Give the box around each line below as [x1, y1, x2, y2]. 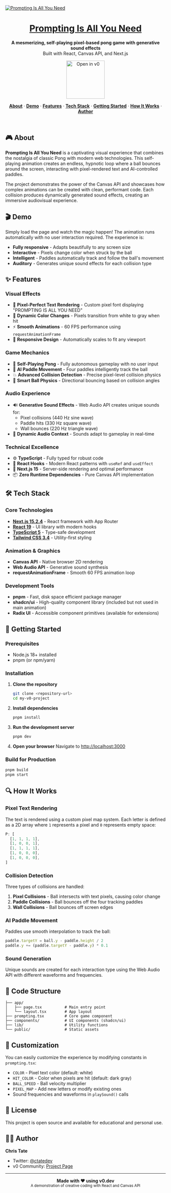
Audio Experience [5, 390, 51, 397]
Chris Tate [5, 1148, 28, 1154]
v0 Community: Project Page [12, 1163, 73, 1169]
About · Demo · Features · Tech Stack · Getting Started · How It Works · [9, 103, 162, 109]
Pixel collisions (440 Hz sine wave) [20, 414, 94, 420]
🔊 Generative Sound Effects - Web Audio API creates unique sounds [12, 402, 159, 408]
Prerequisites [5, 640, 39, 647]
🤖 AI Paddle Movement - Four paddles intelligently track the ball [12, 366, 148, 372]
